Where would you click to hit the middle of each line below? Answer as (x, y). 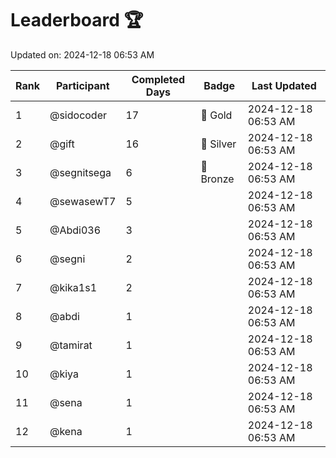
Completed (158, 79)
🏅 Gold (216, 115)
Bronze (217, 179)
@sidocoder (78, 115)
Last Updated (284, 85)
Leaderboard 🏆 (77, 20)
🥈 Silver (218, 144)
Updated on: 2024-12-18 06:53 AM (82, 54)
